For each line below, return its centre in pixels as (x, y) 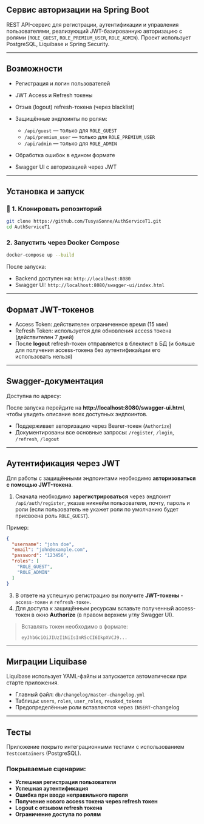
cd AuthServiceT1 (28, 227)
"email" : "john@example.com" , (50, 550)
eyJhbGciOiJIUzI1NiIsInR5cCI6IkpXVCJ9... (74, 637)
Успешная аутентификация (52, 789)
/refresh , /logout (37, 439)
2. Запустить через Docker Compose (63, 242)
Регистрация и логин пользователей (63, 83)
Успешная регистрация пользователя (66, 782)
